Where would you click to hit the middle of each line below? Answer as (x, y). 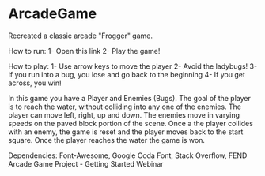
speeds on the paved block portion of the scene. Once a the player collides (131, 123)
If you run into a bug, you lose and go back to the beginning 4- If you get (127, 74)
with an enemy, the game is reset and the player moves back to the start (126, 132)
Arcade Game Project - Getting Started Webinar (86, 163)
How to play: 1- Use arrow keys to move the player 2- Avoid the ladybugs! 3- (133, 66)
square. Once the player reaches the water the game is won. (107, 140)
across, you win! (35, 83)
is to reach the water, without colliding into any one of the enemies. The (125, 107)
